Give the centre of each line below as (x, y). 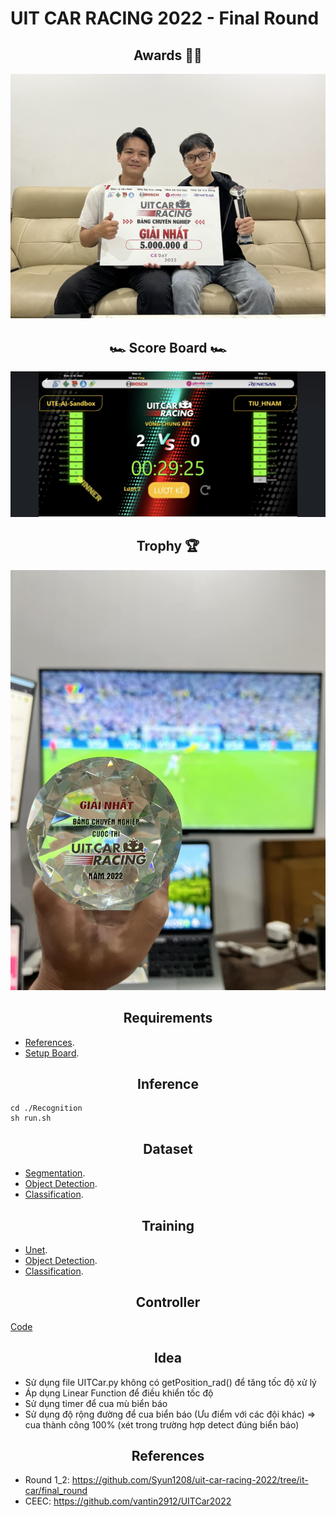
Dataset (168, 1148)
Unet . (36, 1249)
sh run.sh (31, 1118)
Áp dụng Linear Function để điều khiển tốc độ (119, 1393)
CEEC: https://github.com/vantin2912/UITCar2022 (128, 1501)
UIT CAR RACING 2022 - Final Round (165, 18)
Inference (168, 1083)
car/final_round (56, 1491)
